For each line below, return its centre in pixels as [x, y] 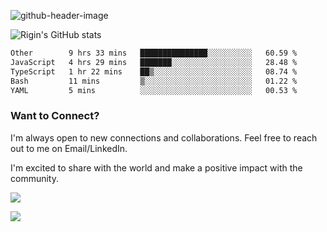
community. [34, 178]
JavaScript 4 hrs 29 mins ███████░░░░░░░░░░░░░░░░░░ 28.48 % [154, 62]
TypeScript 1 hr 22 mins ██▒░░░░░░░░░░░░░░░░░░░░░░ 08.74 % [154, 71]
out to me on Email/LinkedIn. [69, 148]
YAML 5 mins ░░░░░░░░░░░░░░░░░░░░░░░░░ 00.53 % [154, 90]
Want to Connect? [55, 116]
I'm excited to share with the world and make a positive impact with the [156, 167]
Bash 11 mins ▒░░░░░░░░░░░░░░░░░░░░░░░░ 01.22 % [154, 81]
